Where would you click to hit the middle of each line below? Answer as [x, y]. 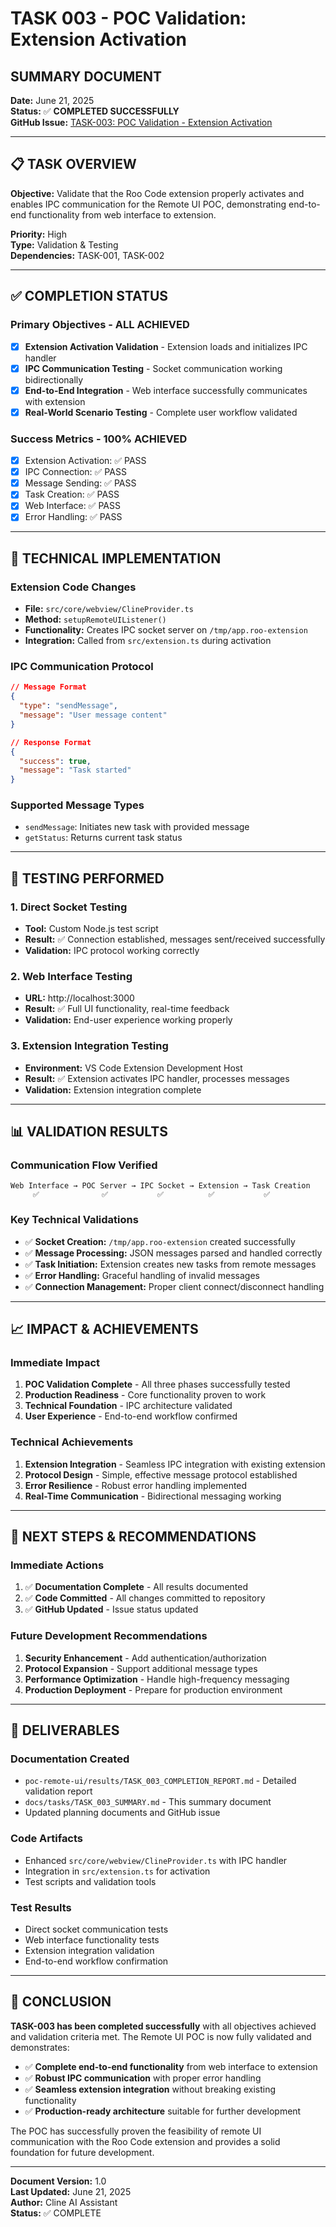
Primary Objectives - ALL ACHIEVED [100, 325]
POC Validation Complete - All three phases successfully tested [157, 1384]
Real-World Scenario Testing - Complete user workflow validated [161, 412]
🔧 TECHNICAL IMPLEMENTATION [116, 558]
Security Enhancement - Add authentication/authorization [145, 1658]
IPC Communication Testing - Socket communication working [153, 368]
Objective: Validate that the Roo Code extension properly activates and [157, 193]
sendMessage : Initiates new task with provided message [137, 827]
